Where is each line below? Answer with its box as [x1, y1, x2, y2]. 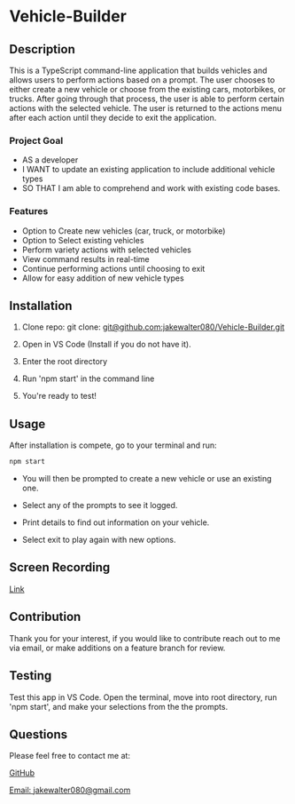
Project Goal [9, 134, 64, 147]
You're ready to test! [21, 391, 97, 402]
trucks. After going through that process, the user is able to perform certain [9, 93, 285, 104]
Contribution [9, 609, 82, 625]
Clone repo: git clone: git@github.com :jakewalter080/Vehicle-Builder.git [21, 322, 285, 332]
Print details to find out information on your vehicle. [21, 517, 210, 528]
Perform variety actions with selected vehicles [21, 244, 192, 255]
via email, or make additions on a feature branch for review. [9, 642, 226, 653]
